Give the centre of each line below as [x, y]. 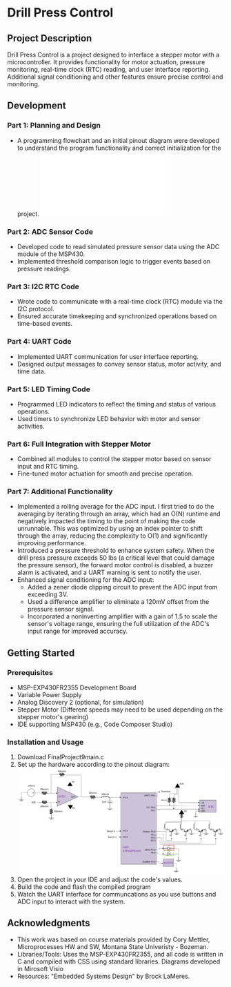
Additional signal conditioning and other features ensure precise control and [115, 77]
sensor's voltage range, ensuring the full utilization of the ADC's [118, 624]
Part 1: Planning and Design [54, 126]
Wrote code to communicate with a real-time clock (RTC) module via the [120, 302]
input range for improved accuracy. [78, 631]
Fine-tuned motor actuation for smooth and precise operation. [105, 473]
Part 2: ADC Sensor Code [50, 231]
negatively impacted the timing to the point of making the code [106, 521]
